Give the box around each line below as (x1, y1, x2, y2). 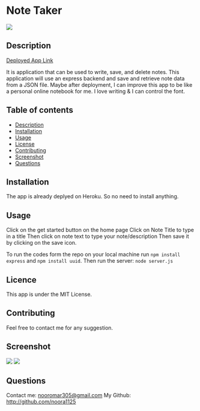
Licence (6, 275, 37, 285)
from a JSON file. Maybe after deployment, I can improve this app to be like (6, 81, 193, 88)
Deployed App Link (6, 57, 53, 64)
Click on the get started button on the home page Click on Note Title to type (6, 227, 194, 234)
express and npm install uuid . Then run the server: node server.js (6, 257, 173, 265)
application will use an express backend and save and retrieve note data (6, 75, 185, 82)
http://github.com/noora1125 (6, 398, 76, 406)
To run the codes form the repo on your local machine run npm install (6, 251, 181, 258)
